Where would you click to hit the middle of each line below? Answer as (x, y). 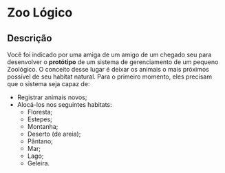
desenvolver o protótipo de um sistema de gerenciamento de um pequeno (113, 62)
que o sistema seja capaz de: (49, 84)
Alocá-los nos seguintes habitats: (64, 104)
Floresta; (40, 112)
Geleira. (39, 163)
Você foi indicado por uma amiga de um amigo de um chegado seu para (109, 54)
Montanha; (43, 126)
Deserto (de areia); (54, 134)
